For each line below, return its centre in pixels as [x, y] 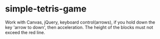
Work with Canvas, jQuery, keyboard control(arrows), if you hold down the [80, 22]
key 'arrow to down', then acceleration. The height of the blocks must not [79, 27]
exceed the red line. [25, 32]
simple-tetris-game [46, 9]
